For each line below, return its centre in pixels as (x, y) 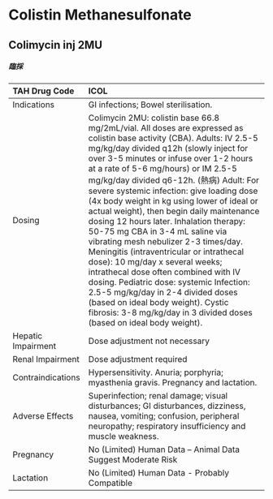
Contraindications (46, 377)
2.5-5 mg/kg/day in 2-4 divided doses (163, 292)
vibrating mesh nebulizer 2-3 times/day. (166, 241)
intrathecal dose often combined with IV (165, 272)
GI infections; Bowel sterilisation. (150, 105)
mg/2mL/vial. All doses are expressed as (166, 127)
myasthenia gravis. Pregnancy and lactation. (173, 382)
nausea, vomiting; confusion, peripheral (164, 415)
